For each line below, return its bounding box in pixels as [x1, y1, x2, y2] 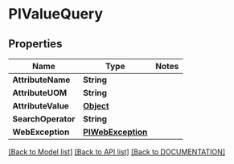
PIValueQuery [8, 5, 103, 23]
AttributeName [12, 74, 71, 85]
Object [83, 100, 110, 111]
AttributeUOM [12, 88, 68, 98]
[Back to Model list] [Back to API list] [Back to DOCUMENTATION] [8, 147, 226, 157]
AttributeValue [12, 100, 70, 111]
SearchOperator [12, 113, 76, 125]
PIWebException [83, 126, 148, 137]
